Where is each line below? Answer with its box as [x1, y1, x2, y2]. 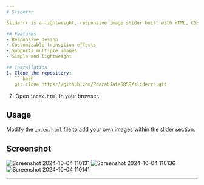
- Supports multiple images [6, 48, 78, 54]
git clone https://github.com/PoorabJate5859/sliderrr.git [14, 81, 167, 87]
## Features [6, 31, 36, 37]
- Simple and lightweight [6, 53, 72, 59]
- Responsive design [6, 36, 59, 42]
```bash [14, 75, 34, 82]
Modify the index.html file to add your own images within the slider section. [6, 126, 195, 133]
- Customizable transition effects [6, 42, 97, 49]
